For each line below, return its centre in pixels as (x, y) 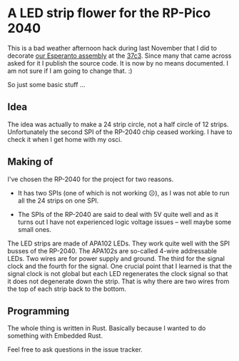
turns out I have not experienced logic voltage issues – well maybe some (124, 222)
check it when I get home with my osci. (65, 139)
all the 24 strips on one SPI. (58, 200)
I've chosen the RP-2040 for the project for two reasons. (91, 179)
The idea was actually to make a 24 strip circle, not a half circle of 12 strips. (118, 124)
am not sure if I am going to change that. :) (70, 71)
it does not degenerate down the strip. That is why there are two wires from (118, 281)
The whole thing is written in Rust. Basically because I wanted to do (107, 328)
